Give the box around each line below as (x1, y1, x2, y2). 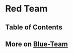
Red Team (5, 3, 48, 14)
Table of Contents (5, 23, 63, 31)
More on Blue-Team (5, 39, 68, 48)
